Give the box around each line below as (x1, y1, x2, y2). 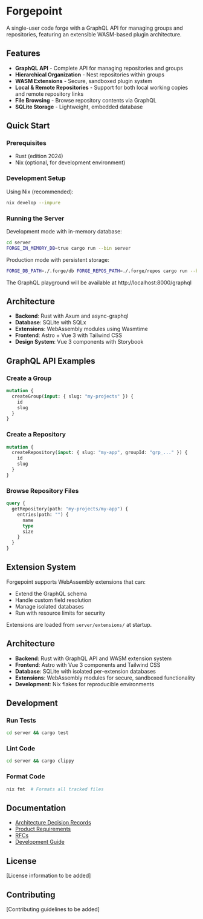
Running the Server (6, 214, 65, 222)
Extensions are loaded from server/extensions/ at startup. (6, 621, 152, 628)
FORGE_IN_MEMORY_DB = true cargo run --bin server (6, 245, 131, 251)
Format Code (6, 772, 45, 781)
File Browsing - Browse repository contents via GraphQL (14, 96, 157, 104)
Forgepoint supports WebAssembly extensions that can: (6, 578, 146, 586)
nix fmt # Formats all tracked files (6, 786, 104, 792)
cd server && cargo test (6, 730, 69, 736)
